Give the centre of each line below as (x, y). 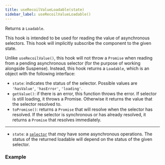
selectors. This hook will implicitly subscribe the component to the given (78, 43)
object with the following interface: (40, 73)
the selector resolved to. (37, 104)
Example (16, 157)
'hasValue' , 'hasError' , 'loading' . (47, 88)
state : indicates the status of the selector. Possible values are (75, 83)
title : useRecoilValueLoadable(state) (45, 10)
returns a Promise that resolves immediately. (57, 120)
